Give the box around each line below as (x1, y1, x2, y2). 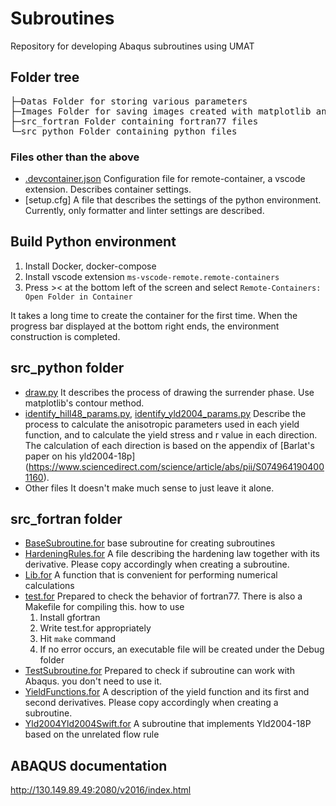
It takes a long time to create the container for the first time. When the (10, 309, 298, 321)
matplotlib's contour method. (24, 397, 145, 409)
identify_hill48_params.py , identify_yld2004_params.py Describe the (24, 407, 307, 419)
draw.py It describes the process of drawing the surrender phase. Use (24, 386, 315, 398)
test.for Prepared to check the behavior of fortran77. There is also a (24, 590, 303, 602)
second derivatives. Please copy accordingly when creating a (24, 697, 279, 709)
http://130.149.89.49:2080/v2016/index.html (10, 784, 192, 796)
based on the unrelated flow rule (24, 728, 160, 741)
